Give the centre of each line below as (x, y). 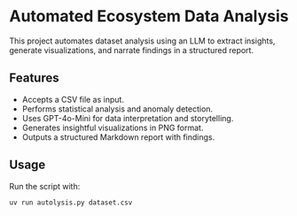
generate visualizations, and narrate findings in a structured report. (132, 50)
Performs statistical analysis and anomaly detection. (117, 109)
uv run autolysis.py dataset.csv (71, 202)
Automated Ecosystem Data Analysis (149, 16)
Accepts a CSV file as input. (73, 99)
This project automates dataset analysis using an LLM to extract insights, (142, 41)
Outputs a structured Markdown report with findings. (118, 137)
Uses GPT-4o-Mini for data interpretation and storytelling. (128, 118)
